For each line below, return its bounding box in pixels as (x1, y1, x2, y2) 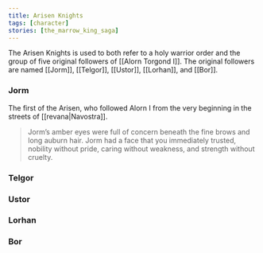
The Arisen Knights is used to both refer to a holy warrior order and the (8, 49, 241, 58)
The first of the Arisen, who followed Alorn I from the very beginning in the (8, 103, 252, 112)
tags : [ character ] (8, 19, 69, 27)
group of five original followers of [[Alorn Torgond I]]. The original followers (8, 56, 255, 66)
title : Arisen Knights (8, 11, 83, 20)
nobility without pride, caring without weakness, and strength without (27, 144, 255, 154)
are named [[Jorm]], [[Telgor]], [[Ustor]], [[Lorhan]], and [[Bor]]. (8, 65, 219, 75)
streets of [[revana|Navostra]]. (8, 111, 108, 121)
